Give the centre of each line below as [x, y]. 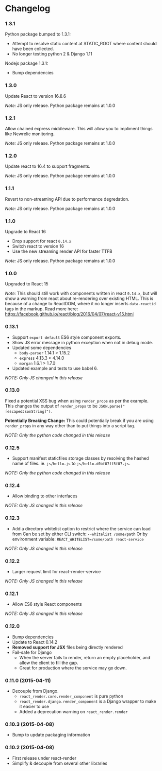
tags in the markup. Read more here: [42, 309]
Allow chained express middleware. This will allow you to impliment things [79, 129]
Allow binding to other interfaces [45, 496]
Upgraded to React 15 [27, 284]
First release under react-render [44, 758]
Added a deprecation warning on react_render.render [73, 711]
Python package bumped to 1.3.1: [38, 34]
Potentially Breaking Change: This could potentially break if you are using [79, 421]
